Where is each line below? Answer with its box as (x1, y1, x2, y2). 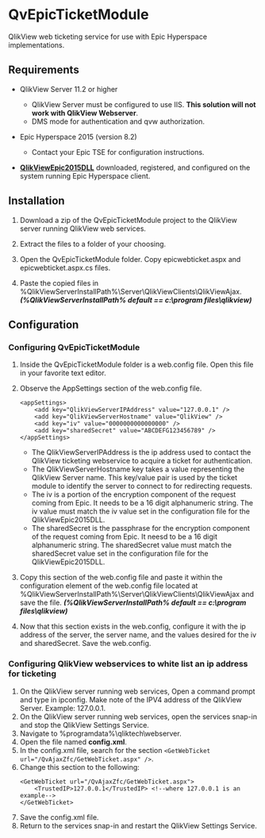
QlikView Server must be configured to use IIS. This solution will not (31, 99, 256, 109)
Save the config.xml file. (19, 812, 99, 822)
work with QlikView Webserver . (31, 108, 139, 117)
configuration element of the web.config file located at (19, 581, 198, 590)
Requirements (8, 63, 79, 77)
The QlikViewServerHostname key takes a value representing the (31, 464, 244, 474)
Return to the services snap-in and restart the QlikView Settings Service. (19, 821, 258, 830)
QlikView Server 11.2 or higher (19, 84, 118, 94)
